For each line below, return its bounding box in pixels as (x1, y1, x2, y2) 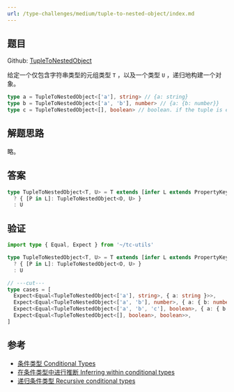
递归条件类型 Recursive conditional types (17, 377, 136, 385)
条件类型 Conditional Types (17, 359, 96, 368)
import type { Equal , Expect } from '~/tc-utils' (7, 242, 155, 249)
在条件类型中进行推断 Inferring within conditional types (17, 368, 175, 376)
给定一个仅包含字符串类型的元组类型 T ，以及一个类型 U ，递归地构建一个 (7, 71, 216, 79)
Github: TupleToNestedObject (7, 56, 92, 65)
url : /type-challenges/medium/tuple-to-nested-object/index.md (7, 10, 195, 17)
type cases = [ (7, 286, 52, 293)
